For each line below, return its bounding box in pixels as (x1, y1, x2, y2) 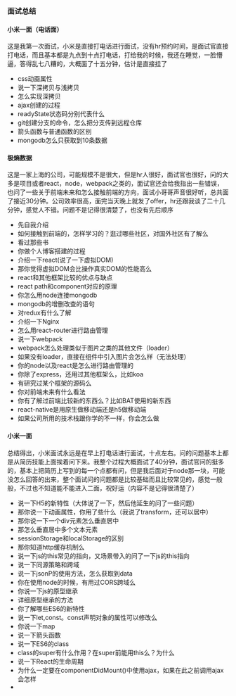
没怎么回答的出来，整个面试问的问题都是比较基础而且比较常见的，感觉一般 (7, 475, 223, 483)
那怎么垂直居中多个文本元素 (17, 525, 98, 533)
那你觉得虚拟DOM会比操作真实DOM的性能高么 (17, 265, 152, 273)
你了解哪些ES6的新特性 (17, 604, 85, 613)
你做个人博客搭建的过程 (17, 247, 86, 255)
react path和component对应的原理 (17, 282, 117, 291)
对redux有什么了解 (17, 308, 72, 317)
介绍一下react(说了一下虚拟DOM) (17, 255, 114, 265)
